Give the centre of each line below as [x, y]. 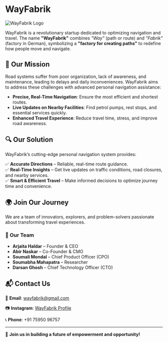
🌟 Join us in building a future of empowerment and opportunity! [73, 334]
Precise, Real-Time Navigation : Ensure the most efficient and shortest [85, 96]
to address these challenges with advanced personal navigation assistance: [83, 87]
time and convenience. [29, 186]
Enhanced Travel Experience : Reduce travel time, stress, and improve [85, 118]
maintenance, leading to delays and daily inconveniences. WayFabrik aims [82, 81]
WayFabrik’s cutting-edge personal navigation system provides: [71, 154]
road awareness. [30, 123]
